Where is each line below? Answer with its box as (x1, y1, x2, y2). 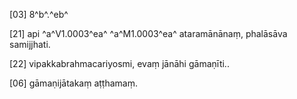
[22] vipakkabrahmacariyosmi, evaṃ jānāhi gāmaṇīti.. (9, 58, 230, 69)
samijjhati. (9, 39, 51, 50)
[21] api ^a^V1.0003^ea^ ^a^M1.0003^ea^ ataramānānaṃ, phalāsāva (9, 28, 288, 39)
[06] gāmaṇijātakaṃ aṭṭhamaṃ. (9, 77, 138, 89)
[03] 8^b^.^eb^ (9, 9, 69, 20)
